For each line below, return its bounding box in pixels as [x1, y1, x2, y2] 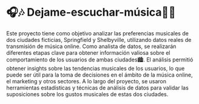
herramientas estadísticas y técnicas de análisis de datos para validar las [6, 84, 189, 91]
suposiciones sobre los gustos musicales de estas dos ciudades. [6, 90, 169, 98]
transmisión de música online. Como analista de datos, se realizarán [6, 43, 177, 50]
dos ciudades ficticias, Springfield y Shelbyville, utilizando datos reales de [6, 36, 192, 43]
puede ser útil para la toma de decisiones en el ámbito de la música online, [6, 71, 193, 78]
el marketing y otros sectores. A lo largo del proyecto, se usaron [6, 77, 167, 85]
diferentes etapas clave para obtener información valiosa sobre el [6, 49, 170, 56]
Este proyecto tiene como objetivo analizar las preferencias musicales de [6, 29, 189, 37]
